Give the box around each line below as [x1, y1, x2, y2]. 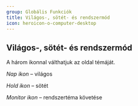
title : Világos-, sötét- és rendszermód [6, 15, 111, 21]
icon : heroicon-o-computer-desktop [6, 20, 97, 26]
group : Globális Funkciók [6, 8, 72, 15]
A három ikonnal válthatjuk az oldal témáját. [6, 59, 116, 66]
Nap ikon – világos [6, 70, 53, 78]
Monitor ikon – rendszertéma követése [6, 94, 102, 101]
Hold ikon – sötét [6, 82, 49, 90]
